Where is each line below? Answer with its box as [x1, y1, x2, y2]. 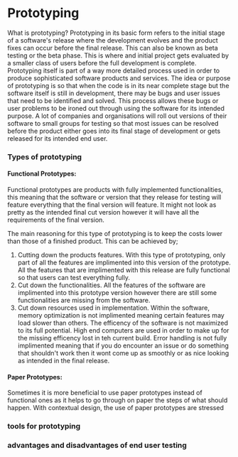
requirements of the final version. [7, 215, 105, 225]
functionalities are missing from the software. [17, 296, 151, 305]
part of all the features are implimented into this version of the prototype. [17, 258, 231, 267]
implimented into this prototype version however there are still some [17, 289, 217, 297]
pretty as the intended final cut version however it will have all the [7, 208, 200, 217]
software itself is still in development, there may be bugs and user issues [7, 89, 220, 97]
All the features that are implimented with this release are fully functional [17, 266, 230, 274]
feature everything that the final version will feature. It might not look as [7, 200, 217, 209]
